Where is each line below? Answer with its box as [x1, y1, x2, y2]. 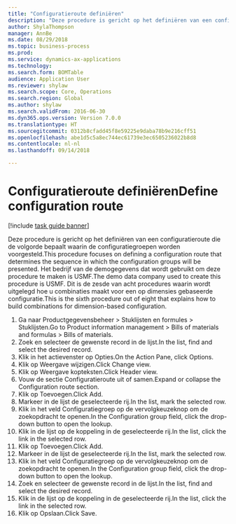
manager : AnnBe [8, 29, 53, 37]
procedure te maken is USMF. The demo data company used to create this [8, 272, 221, 280]
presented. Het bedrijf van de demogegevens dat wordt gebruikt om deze [8, 264, 221, 273]
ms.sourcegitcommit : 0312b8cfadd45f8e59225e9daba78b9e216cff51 [8, 127, 197, 135]
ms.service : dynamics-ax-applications [8, 56, 121, 63]
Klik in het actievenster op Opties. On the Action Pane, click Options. [18, 352, 214, 361]
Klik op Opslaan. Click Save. [18, 509, 97, 517]
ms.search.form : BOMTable [8, 69, 83, 76]
